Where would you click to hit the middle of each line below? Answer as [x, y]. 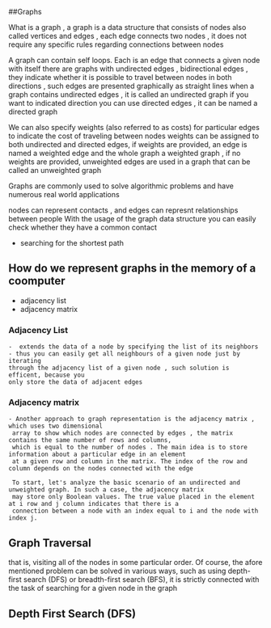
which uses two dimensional [56, 426]
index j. [23, 518]
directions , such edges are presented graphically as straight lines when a [131, 86]
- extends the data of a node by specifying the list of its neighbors [133, 347]
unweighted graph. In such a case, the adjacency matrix [106, 490]
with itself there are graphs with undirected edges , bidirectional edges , [128, 69]
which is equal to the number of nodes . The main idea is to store [130, 448]
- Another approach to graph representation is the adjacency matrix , [131, 419]
